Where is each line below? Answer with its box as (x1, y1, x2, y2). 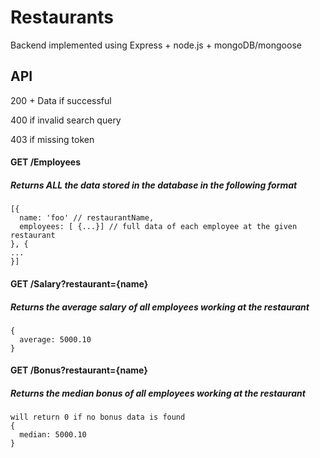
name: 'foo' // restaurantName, (19, 213, 155, 223)
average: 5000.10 (19, 334, 92, 345)
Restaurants (10, 6, 114, 29)
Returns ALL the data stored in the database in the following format (10, 179, 298, 191)
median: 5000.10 (19, 430, 87, 440)
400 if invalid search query (10, 114, 122, 126)
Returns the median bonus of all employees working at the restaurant (10, 387, 306, 400)
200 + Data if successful (10, 94, 112, 106)
